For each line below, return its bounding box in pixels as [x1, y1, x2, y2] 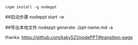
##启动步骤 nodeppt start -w [5, 14, 64, 20]
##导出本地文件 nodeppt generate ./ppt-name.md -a [5, 25, 113, 30]
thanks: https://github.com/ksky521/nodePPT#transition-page [5, 35, 133, 40]
